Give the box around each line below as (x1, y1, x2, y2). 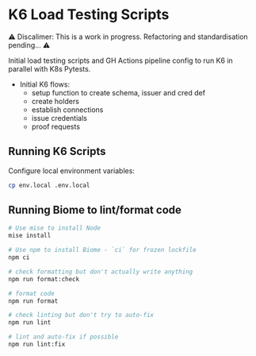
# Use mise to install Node (8, 224, 101, 232)
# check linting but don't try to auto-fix (8, 311, 155, 319)
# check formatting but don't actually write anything (8, 268, 193, 276)
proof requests (31, 122, 81, 131)
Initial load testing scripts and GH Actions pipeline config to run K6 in (8, 56, 234, 65)
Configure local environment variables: (8, 165, 135, 176)
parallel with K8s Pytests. (8, 64, 91, 73)
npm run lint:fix (8, 340, 66, 349)
